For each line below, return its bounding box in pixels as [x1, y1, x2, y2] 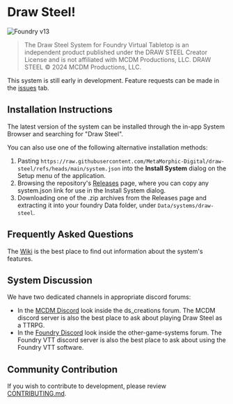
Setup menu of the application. [17, 171, 106, 179]
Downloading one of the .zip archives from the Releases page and [17, 193, 207, 202]
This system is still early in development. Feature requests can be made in [7, 76, 220, 84]
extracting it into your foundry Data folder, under [17, 201, 156, 209]
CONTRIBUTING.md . [7, 389, 67, 398]
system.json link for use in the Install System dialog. [17, 186, 166, 195]
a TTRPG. [17, 321, 45, 330]
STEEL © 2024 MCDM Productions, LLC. [24, 63, 142, 71]
